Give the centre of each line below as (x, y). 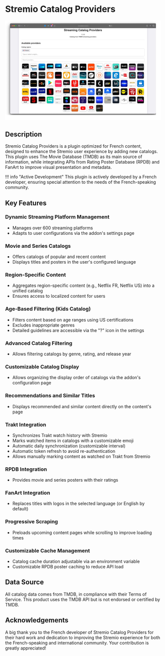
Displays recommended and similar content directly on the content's (82, 406)
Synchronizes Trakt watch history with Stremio (60, 435)
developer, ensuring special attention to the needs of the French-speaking (81, 182)
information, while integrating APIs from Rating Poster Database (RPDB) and (82, 162)
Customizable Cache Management (48, 550)
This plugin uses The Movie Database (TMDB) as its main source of (74, 157)
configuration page (32, 383)
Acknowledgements (37, 620)
